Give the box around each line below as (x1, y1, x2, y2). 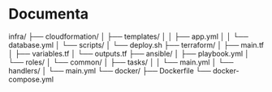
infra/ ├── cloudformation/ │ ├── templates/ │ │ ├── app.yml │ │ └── (8, 31, 249, 41)
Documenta (8, 5, 89, 23)
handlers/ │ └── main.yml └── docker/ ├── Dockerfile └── (8, 65, 211, 75)
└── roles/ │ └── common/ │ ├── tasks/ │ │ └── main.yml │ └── (8, 57, 234, 67)
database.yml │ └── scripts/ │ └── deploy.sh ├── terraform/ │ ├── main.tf (8, 40, 265, 49)
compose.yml (8, 74, 54, 84)
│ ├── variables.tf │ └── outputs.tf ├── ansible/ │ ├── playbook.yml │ (8, 48, 250, 58)
